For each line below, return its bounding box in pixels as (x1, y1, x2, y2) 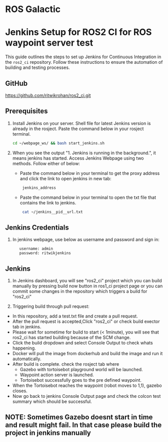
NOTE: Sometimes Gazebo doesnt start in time (5, 413, 153, 421)
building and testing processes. (5, 64, 70, 71)
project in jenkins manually (5, 428, 91, 437)
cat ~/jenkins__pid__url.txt (22, 209, 83, 214)
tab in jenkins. (12, 324, 41, 329)
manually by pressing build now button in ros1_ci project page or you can (12, 283, 163, 289)
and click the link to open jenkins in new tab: (19, 175, 111, 181)
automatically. (12, 356, 41, 362)
